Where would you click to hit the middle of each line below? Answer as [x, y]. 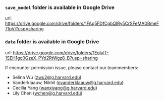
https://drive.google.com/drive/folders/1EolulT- [61, 52]
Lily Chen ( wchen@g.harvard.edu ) [47, 93]
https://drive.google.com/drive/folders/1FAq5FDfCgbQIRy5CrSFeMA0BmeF [82, 23]
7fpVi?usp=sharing [24, 29]
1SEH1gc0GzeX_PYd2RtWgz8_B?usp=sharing [52, 58]
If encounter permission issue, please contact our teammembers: [72, 67]
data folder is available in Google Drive [52, 42]
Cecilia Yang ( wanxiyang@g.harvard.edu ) [55, 88]
